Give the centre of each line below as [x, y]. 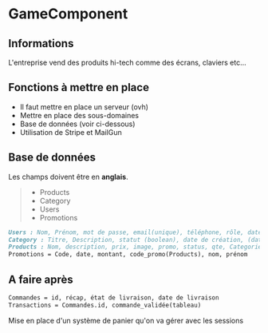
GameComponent [68, 14]
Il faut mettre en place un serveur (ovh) [84, 107]
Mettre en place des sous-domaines [79, 115]
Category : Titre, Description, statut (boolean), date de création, [126, 240]
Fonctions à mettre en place [79, 87]
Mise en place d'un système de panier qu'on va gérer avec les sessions [126, 320]
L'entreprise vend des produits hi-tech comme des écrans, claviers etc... [128, 62]
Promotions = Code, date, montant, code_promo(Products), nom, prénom [128, 255]
